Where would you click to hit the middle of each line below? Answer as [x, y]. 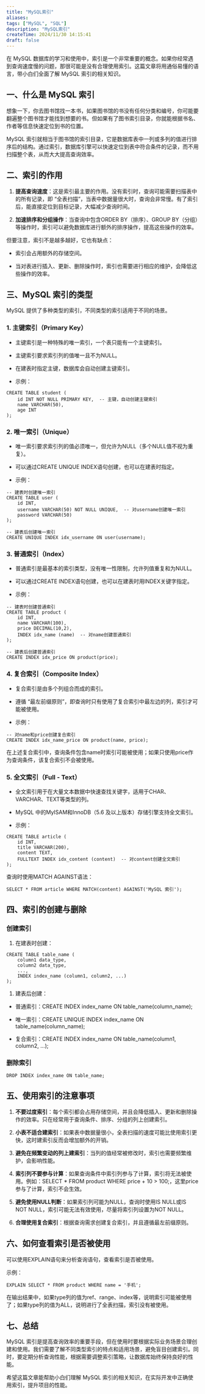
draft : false [23, 40]
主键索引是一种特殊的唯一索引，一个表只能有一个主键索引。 [90, 342]
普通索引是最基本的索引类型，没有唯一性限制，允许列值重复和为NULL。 [105, 568]
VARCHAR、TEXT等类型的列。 [53, 799]
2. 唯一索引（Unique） [40, 432]
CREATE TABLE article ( [37, 837]
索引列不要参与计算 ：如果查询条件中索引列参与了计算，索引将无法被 [101, 1174]
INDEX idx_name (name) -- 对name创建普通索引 [74, 635]
